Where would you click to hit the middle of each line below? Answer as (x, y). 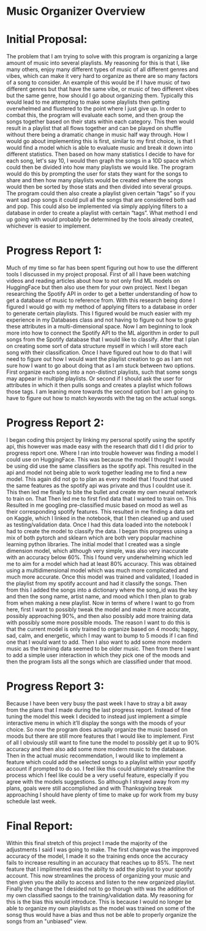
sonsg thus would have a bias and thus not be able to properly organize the (102, 914)
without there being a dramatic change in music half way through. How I (97, 135)
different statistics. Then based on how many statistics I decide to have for (101, 154)
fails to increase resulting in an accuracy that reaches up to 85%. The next (101, 862)
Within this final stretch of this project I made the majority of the (87, 843)
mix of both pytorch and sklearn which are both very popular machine (94, 538)
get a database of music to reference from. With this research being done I (101, 300)
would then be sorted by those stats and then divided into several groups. (100, 187)
